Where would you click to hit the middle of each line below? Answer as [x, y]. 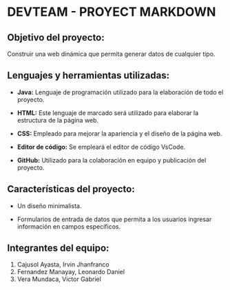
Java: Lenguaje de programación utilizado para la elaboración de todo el [120, 92]
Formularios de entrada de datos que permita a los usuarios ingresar [114, 219]
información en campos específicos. [69, 226]
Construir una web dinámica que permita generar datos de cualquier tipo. [111, 54]
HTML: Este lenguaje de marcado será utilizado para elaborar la [108, 113]
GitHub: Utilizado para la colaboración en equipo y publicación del [112, 160]
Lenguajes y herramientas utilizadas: [88, 75]
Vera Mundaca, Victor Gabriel [59, 279]
